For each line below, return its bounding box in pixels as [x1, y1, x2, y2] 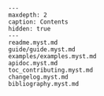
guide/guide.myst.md [8, 46, 76, 54]
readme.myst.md [8, 39, 58, 46]
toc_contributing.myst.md [8, 66, 93, 74]
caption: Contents [8, 18, 69, 26]
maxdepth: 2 [8, 11, 47, 19]
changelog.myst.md [8, 73, 69, 81]
